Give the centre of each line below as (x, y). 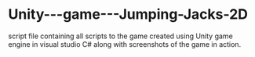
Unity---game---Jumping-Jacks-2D (128, 14)
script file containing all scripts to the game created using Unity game (120, 36)
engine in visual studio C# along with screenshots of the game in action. (125, 44)
